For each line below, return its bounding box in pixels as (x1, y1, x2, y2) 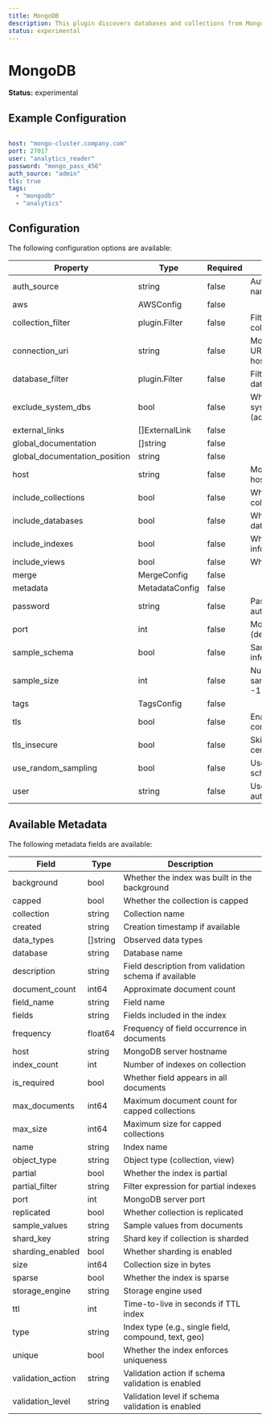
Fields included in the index (123, 1009, 227, 1021)
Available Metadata (8, 818, 108, 832)
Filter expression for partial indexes (123, 1180, 256, 1191)
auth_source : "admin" (8, 170, 81, 178)
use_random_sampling (12, 762, 98, 773)
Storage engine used (123, 1284, 202, 1296)
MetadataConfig (137, 582, 199, 594)
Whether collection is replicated (123, 1206, 243, 1218)
